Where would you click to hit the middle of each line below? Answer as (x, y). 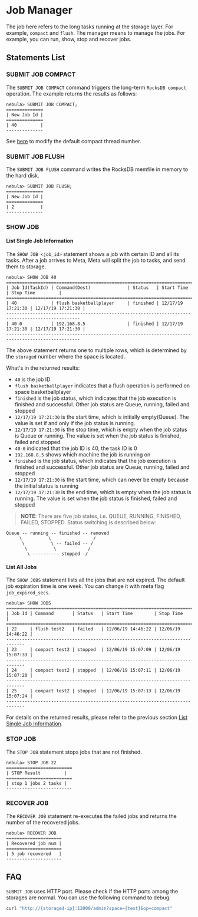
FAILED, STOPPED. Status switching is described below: (88, 522)
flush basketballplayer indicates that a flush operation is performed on (102, 386)
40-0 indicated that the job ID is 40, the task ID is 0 (76, 448)
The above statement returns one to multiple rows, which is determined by (96, 350)
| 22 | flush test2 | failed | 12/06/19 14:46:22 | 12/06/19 (93, 629)
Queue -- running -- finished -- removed (58, 533)
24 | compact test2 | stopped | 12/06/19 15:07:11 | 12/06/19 (96, 671)
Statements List (36, 57)
